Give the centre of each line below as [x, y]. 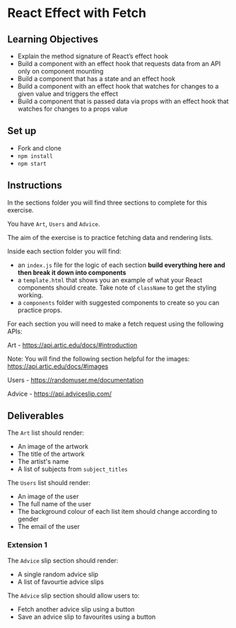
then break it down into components [72, 272]
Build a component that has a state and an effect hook [96, 79]
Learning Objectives [53, 39]
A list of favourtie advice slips [61, 581]
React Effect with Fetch [77, 13]
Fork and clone [39, 148]
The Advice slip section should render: [63, 560]
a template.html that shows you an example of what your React [110, 280]
